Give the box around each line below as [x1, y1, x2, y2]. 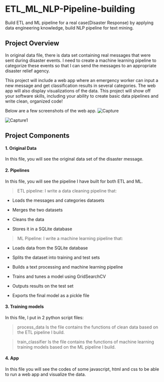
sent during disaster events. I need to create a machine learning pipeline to [5, 57, 157, 63]
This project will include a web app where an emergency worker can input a [5, 77, 159, 83]
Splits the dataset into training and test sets [12, 254, 100, 260]
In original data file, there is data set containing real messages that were [5, 52, 151, 58]
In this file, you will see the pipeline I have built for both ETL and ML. [5, 178, 143, 184]
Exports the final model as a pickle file [12, 292, 90, 298]
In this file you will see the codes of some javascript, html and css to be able [5, 366, 160, 372]
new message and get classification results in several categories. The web [5, 82, 156, 88]
